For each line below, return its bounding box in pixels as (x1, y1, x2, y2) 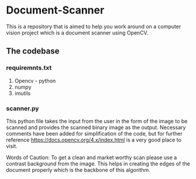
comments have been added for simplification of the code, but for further (6, 130, 183, 137)
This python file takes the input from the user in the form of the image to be (6, 117, 188, 124)
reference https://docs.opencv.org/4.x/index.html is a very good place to (6, 136, 181, 143)
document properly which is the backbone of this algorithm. (6, 166, 150, 173)
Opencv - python (14, 77, 56, 84)
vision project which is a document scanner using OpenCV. (6, 29, 149, 36)
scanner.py (6, 104, 39, 112)
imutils (14, 89, 31, 97)
